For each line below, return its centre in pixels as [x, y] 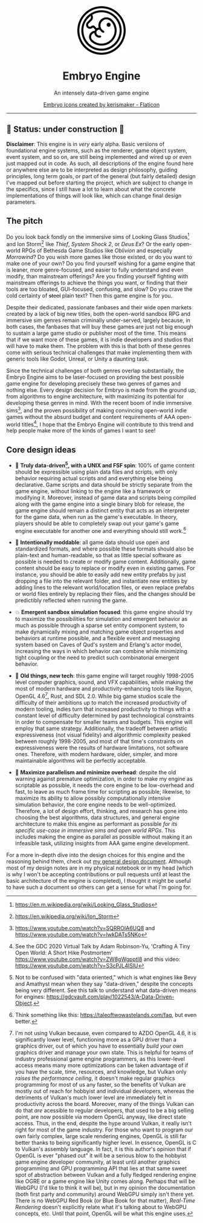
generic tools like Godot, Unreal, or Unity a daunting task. [78, 359]
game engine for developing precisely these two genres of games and [94, 383]
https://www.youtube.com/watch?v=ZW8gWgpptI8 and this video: [98, 959]
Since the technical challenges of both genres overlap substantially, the [95, 370]
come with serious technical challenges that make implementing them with [99, 352]
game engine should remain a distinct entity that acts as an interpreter [102, 510]
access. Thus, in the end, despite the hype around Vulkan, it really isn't [103, 1123]
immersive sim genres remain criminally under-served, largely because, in [98, 320]
